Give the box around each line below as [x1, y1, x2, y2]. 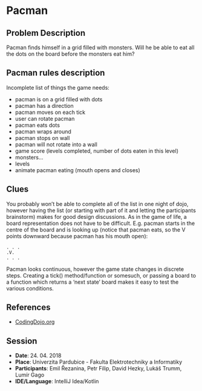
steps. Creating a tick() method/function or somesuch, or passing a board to [6, 272, 197, 279]
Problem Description [6, 28, 86, 38]
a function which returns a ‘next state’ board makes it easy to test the [6, 278, 179, 286]
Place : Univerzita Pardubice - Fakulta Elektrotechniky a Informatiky [15, 358, 183, 366]
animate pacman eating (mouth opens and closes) [15, 166, 140, 173]
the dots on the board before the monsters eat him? [6, 50, 135, 58]
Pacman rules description [6, 68, 105, 78]
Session [6, 336, 37, 346]
